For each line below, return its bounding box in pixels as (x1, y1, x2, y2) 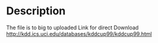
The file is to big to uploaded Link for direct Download (6, 24, 139, 31)
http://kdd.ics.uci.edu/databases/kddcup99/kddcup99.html (6, 30, 152, 37)
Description (6, 4, 66, 18)
